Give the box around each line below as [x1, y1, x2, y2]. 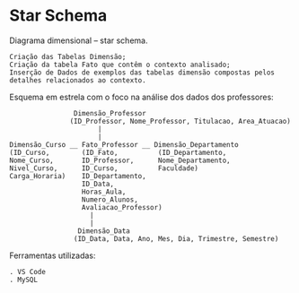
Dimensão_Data [77, 226, 130, 236]
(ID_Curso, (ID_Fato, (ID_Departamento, [9, 148, 227, 157]
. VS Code [9, 267, 47, 276]
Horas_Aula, [81, 187, 127, 196]
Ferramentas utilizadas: [9, 250, 96, 261]
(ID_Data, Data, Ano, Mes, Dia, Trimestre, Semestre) [73, 234, 279, 243]
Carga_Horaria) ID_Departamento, [9, 171, 146, 180]
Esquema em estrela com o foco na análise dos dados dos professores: [9, 91, 274, 102]
